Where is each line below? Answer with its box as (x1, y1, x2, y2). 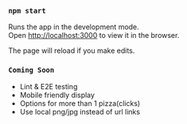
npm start (8, 6, 46, 15)
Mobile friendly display (19, 90, 95, 100)
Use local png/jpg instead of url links (19, 107, 141, 116)
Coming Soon (8, 66, 55, 75)
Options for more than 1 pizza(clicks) (19, 98, 141, 108)
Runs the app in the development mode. (8, 22, 139, 32)
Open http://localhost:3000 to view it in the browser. (8, 31, 180, 40)
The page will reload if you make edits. (8, 46, 135, 55)
